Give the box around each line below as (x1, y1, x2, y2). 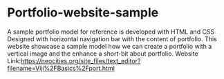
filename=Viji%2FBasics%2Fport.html (7, 64, 115, 72)
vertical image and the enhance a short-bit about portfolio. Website (7, 49, 198, 58)
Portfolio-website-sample (7, 5, 159, 21)
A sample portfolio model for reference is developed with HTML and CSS (7, 27, 215, 36)
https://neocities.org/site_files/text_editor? (20, 56, 141, 65)
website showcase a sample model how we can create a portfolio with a (7, 42, 212, 50)
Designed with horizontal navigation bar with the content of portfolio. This (7, 34, 217, 43)
